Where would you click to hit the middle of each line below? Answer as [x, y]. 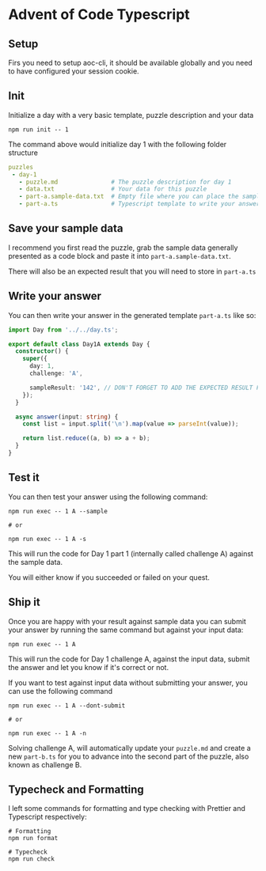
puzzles [21, 167]
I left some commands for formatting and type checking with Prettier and [127, 809]
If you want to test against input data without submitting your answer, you [128, 683]
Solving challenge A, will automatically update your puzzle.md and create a [129, 748]
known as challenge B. [45, 764]
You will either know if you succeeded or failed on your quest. [109, 577]
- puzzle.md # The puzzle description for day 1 [125, 182]
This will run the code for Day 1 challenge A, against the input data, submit [129, 659]
